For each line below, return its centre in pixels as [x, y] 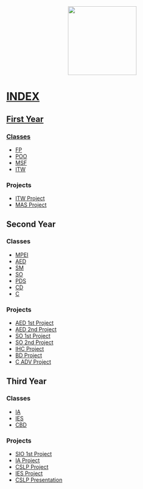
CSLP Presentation [39, 480]
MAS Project [31, 205]
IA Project [27, 460]
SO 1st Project [33, 336]
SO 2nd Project [34, 342]
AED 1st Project [34, 323]
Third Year [26, 381]
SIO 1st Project [33, 454]
